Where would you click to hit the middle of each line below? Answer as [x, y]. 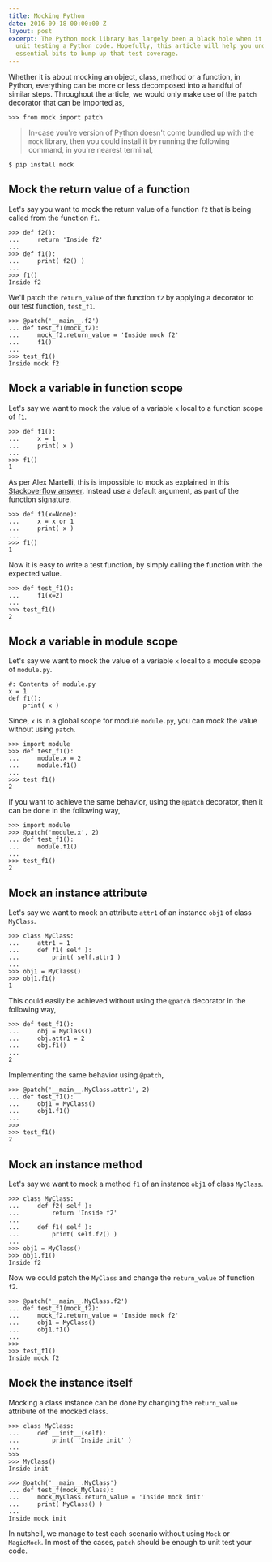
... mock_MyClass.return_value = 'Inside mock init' [106, 1497]
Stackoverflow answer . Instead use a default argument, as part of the [123, 490]
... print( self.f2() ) [63, 1235]
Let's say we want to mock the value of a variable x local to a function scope [136, 408]
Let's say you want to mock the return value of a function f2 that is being [130, 209]
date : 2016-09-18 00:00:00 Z [57, 24]
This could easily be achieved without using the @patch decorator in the [127, 1001]
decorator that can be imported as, [66, 103]
